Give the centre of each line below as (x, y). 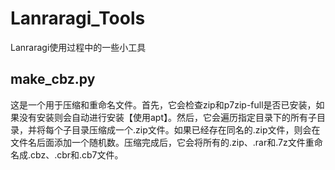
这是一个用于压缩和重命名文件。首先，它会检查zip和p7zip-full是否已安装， (163, 104)
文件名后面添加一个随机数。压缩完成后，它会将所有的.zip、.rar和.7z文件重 (162, 142)
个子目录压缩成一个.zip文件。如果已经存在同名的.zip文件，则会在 (187, 129)
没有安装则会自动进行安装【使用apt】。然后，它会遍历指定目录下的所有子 (168, 117)
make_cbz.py (53, 79)
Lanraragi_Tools (78, 18)
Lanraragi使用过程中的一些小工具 (78, 47)
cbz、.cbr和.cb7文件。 (77, 154)
